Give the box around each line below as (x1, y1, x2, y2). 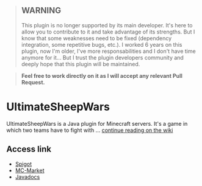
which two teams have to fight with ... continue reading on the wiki (6, 126, 173, 134)
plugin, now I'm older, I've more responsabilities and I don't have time (21, 47, 197, 55)
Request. (21, 78, 45, 86)
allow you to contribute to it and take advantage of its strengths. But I (21, 28, 195, 35)
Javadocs (15, 173, 40, 181)
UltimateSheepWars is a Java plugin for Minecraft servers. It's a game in (6, 120, 188, 127)
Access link (6, 144, 52, 154)
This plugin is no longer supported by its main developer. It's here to (21, 21, 193, 29)
